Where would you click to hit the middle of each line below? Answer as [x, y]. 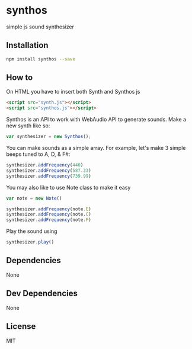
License [21, 326]
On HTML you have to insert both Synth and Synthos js [73, 92]
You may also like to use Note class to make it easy [68, 187]
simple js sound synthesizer [40, 27]
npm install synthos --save [41, 59]
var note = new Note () [34, 198]
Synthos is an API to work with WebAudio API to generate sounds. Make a [96, 120]
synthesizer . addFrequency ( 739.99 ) [49, 176]
